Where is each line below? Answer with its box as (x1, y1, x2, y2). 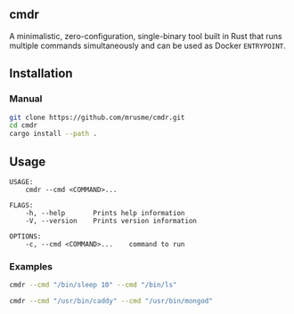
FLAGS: (9, 200, 34, 210)
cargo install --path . (9, 129, 98, 139)
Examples (9, 260, 53, 272)
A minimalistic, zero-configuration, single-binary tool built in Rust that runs (9, 30, 282, 41)
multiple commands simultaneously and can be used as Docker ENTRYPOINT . (9, 40, 287, 51)
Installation (9, 66, 73, 81)
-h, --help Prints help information (25, 208, 185, 217)
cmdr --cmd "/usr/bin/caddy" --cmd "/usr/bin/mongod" (9, 297, 214, 306)
